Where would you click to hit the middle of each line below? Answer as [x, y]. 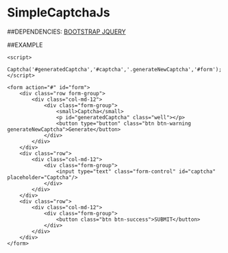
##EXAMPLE [25, 45]
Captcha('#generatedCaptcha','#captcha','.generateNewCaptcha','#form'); [115, 69]
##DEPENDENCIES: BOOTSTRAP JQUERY [66, 32]
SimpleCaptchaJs [59, 13]
